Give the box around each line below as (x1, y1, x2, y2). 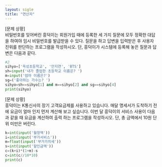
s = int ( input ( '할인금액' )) (5, 144, 54, 149)
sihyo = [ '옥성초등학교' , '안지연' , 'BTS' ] (5, 64, 81, 69)
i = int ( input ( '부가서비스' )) (5, 135, 57, 140)
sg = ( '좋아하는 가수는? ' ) (5, 78, 51, 83)
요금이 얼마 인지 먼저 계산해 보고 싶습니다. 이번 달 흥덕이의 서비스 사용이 (10, 108, 146, 114)
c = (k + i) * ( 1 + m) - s (5, 148, 38, 153)
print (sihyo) (5, 87, 32, 92)
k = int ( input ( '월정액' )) (5, 130, 50, 135)
